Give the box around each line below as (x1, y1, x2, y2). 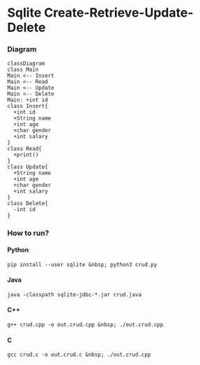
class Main (7, 66, 39, 74)
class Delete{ (7, 200, 49, 207)
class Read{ (7, 145, 42, 152)
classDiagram (7, 60, 45, 67)
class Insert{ (7, 103, 49, 110)
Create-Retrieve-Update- (44, 5, 194, 21)
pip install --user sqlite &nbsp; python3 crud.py (7, 261, 157, 268)
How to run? (7, 228, 49, 238)
